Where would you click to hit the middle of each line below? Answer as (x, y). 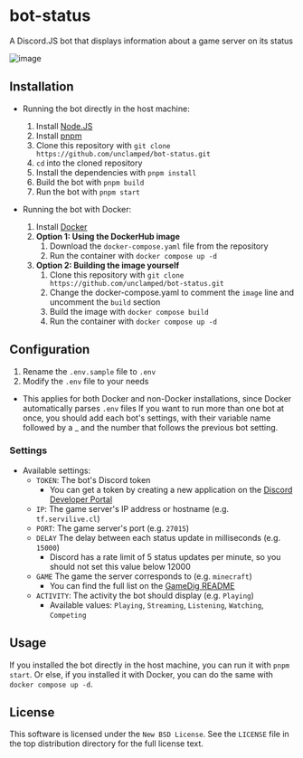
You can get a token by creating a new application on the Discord (171, 489)
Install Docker (62, 226)
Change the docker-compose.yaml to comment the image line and (171, 292)
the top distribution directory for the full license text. (106, 744)
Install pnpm (59, 136)
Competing (68, 615)
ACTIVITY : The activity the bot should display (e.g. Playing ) (145, 595)
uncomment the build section (105, 302)
